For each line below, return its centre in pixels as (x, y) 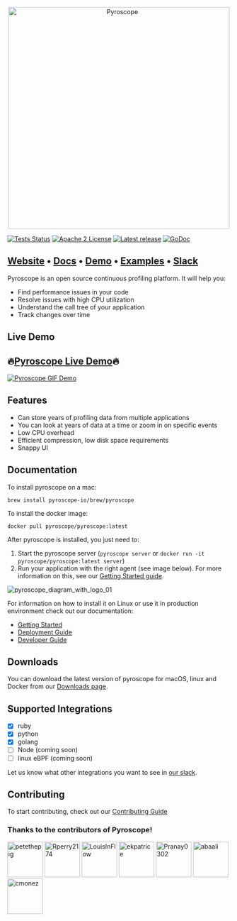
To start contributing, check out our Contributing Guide (87, 812)
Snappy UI (33, 448)
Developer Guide (42, 639)
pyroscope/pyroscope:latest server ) (71, 561)
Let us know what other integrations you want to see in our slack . (102, 772)
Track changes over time (54, 314)
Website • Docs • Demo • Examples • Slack (103, 261)
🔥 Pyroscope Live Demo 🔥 (63, 361)
